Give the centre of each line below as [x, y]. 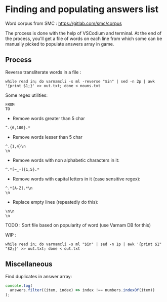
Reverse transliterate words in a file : [43, 72]
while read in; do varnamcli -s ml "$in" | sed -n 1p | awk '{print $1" [83, 244]
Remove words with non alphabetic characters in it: [66, 160]
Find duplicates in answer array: [39, 276]
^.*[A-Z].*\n [19, 188]
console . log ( [19, 286]
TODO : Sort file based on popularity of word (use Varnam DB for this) [78, 225]
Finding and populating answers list [82, 9]
